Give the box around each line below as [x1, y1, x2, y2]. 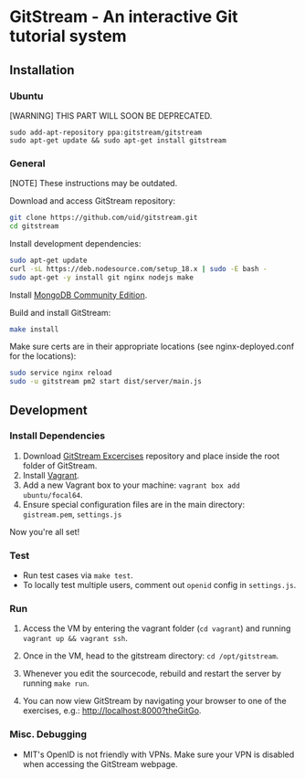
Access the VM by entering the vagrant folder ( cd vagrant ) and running [22, 623, 291, 634]
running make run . [22, 678, 89, 689]
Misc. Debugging [9, 728, 87, 741]
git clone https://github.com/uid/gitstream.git [9, 213, 198, 223]
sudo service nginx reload [9, 368, 112, 378]
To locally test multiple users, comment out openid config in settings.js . [22, 580, 297, 591]
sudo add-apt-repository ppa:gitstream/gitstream [9, 128, 203, 137]
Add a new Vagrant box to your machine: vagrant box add [22, 479, 240, 490]
